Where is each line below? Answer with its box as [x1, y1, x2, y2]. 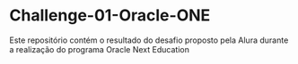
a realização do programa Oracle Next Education [9, 44, 190, 54]
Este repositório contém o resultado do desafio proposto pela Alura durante [9, 35, 289, 45]
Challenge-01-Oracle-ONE [9, 5, 211, 26]
